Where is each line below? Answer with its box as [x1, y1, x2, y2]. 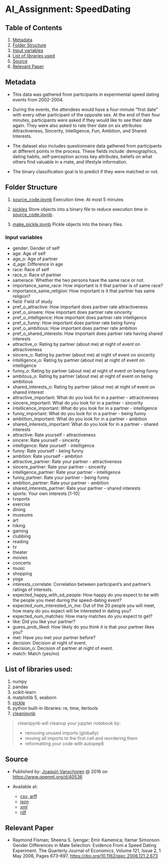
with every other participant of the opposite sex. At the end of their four [12, 111, 160, 117]
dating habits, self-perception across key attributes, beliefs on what [12, 153, 152, 159]
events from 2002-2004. [12, 96, 64, 102]
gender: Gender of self [12, 245, 60, 251]
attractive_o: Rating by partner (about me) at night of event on [12, 341, 140, 347]
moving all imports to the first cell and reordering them [25, 735, 138, 741]
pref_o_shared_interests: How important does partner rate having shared [12, 330, 163, 336]
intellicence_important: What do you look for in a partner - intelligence [12, 405, 157, 411]
